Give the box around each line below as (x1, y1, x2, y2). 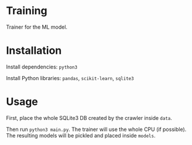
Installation (6, 44, 62, 57)
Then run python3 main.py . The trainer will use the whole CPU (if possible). (6, 126, 187, 133)
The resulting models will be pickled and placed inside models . (6, 132, 156, 139)
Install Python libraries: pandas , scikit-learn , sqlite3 (6, 74, 134, 81)
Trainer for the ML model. (6, 23, 68, 30)
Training (6, 4, 48, 18)
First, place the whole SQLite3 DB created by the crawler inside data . (6, 114, 173, 121)
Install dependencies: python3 (6, 63, 78, 70)
